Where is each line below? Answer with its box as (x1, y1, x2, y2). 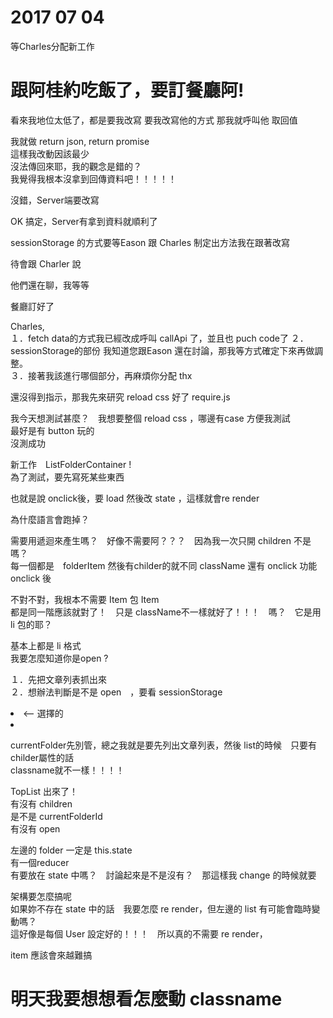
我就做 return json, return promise (10, 135, 150, 147)
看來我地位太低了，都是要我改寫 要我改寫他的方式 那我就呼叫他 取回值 (10, 114, 298, 126)
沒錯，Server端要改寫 (10, 194, 100, 206)
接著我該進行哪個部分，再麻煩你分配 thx (27, 369, 193, 381)
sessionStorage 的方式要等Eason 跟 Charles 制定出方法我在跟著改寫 (10, 236, 290, 248)
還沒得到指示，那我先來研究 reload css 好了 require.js (10, 391, 231, 403)
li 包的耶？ (10, 618, 53, 630)
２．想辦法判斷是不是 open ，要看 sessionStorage (10, 686, 223, 698)
